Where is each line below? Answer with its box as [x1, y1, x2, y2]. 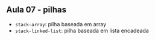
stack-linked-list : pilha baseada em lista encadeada [14, 27, 149, 34]
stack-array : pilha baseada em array [14, 20, 107, 27]
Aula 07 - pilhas [6, 5, 66, 15]
